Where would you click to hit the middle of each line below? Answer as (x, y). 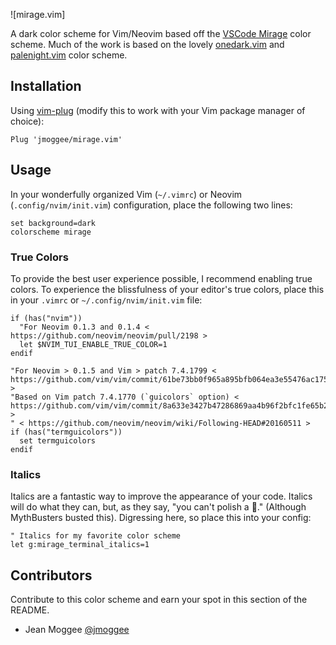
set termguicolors (58, 440)
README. (30, 610)
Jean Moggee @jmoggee (77, 630)
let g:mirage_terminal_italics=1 (80, 545)
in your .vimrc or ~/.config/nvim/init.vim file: (106, 300)
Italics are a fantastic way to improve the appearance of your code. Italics (161, 496)
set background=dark (53, 223)
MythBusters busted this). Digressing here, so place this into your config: (161, 518)
